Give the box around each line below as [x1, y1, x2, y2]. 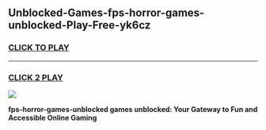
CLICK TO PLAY [8, 43, 70, 54]
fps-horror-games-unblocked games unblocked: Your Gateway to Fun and [8, 104, 258, 113]
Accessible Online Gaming [8, 113, 97, 122]
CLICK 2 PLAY [8, 72, 63, 83]
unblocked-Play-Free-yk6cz [8, 19, 151, 32]
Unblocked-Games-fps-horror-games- [8, 6, 205, 20]
